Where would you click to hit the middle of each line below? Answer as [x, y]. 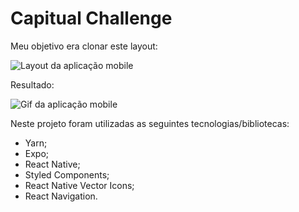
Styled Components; [67, 174]
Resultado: [32, 84]
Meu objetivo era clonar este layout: [84, 46]
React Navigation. [61, 196]
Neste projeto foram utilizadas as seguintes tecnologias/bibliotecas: [150, 123]
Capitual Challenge [91, 18]
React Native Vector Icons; [79, 185]
